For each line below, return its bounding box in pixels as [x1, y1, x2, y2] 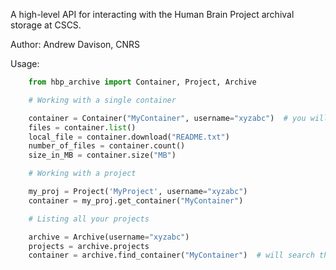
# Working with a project [28, 169, 137, 179]
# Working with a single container [28, 95, 177, 105]
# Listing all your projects [28, 214, 150, 224]
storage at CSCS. [10, 19, 82, 31]
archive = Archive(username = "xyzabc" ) [28, 232, 190, 242]
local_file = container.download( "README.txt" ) [28, 132, 230, 142]
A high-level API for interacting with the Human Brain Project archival [10, 9, 295, 20]
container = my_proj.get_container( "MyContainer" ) [28, 195, 244, 206]
